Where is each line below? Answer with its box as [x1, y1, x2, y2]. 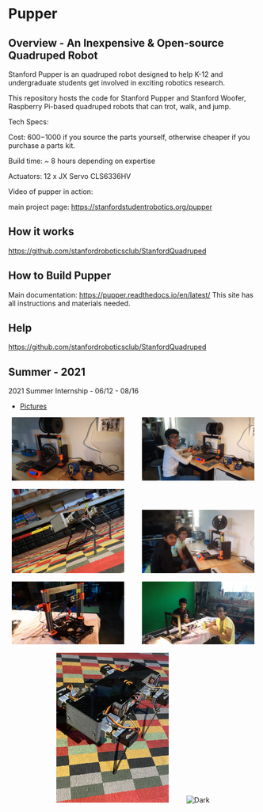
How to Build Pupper [8, 269, 112, 283]
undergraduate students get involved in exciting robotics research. [8, 78, 226, 87]
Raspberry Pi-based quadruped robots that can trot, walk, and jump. [8, 102, 231, 111]
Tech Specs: [8, 117, 49, 127]
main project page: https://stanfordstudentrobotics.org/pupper [8, 203, 212, 211]
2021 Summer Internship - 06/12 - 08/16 [8, 386, 139, 396]
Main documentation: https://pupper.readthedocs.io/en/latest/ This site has [8, 290, 253, 299]
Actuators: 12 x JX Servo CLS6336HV [8, 172, 131, 180]
